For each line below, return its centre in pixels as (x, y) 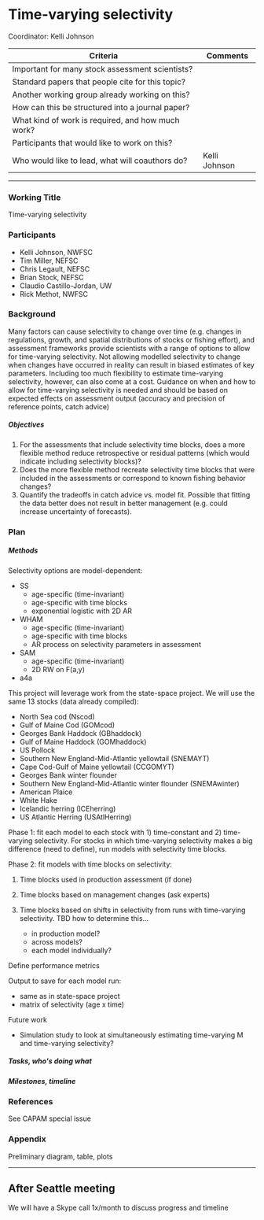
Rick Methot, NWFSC (54, 294)
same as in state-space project (70, 996)
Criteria (104, 55)
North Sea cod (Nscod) (57, 716)
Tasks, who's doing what (50, 1061)
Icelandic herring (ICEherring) (68, 808)
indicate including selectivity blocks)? (80, 461)
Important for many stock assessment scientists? (103, 68)
